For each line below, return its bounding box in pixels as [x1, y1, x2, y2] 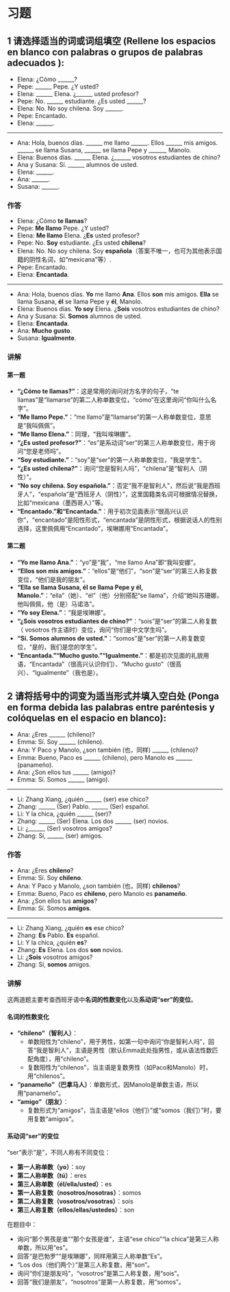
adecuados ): [7, 57, 65, 69]
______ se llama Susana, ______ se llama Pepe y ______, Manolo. [16, 146, 192, 154]
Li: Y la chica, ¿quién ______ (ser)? [16, 810, 112, 818]
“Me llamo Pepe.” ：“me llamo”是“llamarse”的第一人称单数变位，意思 [16, 413, 212, 422]
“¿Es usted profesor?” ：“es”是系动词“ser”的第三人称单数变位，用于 [16, 439, 210, 447]
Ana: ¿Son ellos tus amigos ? [16, 897, 98, 905]
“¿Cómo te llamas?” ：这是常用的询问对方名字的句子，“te [16, 387, 179, 395]
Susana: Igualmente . [16, 334, 77, 343]
